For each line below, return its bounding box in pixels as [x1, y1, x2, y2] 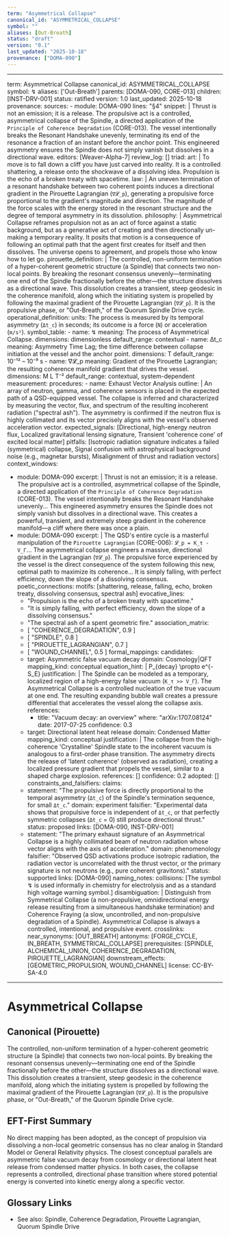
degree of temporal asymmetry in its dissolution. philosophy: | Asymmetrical [7, 211, 222, 220]
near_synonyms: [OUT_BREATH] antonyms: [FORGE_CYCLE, [27, 932, 198, 940]
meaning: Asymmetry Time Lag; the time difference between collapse [7, 342, 204, 351]
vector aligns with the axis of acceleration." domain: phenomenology [27, 845, 221, 853]
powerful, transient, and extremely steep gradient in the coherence [16, 516, 207, 525]
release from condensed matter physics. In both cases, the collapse [7, 1162, 199, 1170]
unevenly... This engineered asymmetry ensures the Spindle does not [16, 502, 214, 510]
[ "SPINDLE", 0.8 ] [27, 633, 79, 641]
